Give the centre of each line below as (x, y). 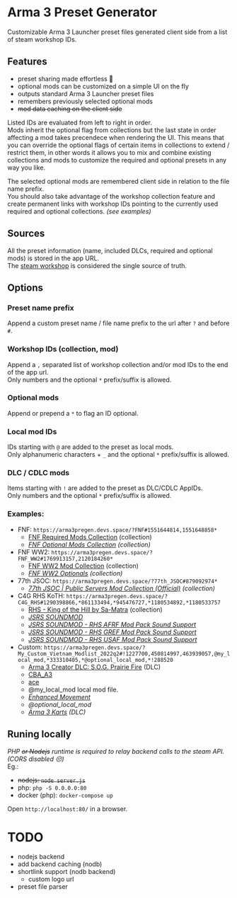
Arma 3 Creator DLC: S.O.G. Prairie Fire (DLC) (94, 667)
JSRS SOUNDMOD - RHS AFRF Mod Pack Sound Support (112, 624)
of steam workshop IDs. (42, 39)
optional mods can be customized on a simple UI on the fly (103, 86)
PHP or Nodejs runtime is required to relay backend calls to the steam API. (116, 751)
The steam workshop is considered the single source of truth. (97, 265)
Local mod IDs (32, 431)
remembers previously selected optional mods (85, 101)
